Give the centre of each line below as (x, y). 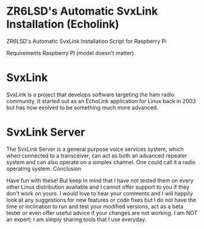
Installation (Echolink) (63, 24)
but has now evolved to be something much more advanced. (82, 107)
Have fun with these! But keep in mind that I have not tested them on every (100, 180)
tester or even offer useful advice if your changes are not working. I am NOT (102, 213)
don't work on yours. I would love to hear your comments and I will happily (100, 193)
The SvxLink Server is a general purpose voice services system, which (95, 149)
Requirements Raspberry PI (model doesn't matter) (70, 53)
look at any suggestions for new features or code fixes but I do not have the (101, 200)
